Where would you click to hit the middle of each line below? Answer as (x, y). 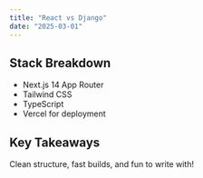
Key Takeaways (55, 142)
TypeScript (43, 104)
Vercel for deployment (64, 114)
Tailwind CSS (47, 94)
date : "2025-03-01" (46, 26)
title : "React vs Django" (58, 18)
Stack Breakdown (60, 63)
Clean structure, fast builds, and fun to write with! (102, 164)
